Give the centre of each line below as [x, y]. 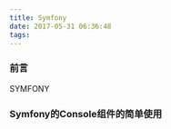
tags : [20, 35]
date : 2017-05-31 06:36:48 [60, 26]
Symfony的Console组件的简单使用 [86, 114]
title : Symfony [38, 18]
